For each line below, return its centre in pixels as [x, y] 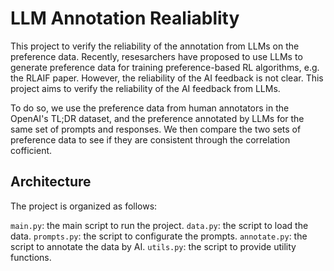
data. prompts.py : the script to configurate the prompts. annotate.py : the [159, 236]
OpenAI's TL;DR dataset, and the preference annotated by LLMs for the [157, 118]
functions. [31, 257]
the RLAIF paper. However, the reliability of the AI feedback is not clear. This [167, 78]
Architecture [51, 182]
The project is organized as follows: [84, 206]
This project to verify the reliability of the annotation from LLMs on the [155, 46]
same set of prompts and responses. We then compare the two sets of [156, 129]
